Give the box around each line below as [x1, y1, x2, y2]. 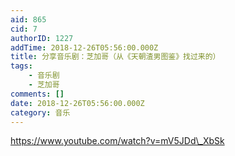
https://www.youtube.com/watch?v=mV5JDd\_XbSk [10, 135, 225, 147]
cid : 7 [10, 24, 38, 34]
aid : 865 [10, 14, 47, 25]
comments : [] [10, 89, 65, 99]
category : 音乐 [10, 107, 71, 118]
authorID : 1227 [10, 33, 74, 43]
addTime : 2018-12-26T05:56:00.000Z [10, 42, 159, 53]
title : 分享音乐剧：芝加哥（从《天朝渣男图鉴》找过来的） [10, 52, 221, 62]
